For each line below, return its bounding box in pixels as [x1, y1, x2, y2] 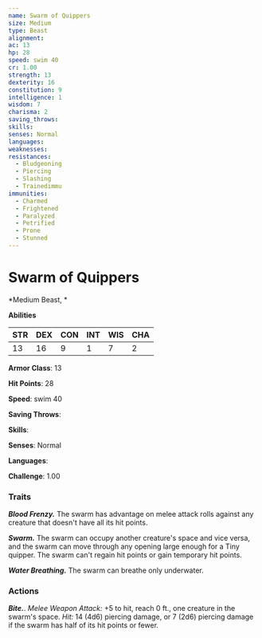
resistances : [8, 152, 52, 160]
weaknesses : [8, 145, 48, 153]
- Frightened [15, 204, 59, 212]
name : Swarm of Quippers [8, 11, 91, 20]
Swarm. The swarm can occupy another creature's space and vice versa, [8, 534, 251, 543]
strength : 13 [8, 71, 52, 79]
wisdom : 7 [8, 100, 41, 108]
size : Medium [8, 19, 52, 27]
